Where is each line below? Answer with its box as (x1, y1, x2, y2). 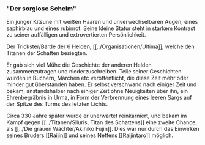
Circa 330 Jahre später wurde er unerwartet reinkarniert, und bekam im (6, 112, 187, 120)
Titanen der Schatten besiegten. (6, 50, 88, 57)
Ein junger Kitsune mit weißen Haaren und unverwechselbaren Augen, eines (6, 18, 198, 26)
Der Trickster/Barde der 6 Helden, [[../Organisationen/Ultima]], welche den (6, 43, 195, 50)
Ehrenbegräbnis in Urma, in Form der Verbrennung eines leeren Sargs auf (6, 94, 192, 102)
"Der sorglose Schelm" (6, 4, 76, 13)
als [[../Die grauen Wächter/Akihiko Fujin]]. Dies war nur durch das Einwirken (6, 125, 199, 133)
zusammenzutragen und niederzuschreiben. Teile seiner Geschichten (6, 68, 182, 75)
